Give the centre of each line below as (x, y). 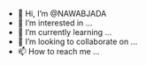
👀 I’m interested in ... (55, 23)
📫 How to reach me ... (58, 51)
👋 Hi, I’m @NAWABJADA (62, 14)
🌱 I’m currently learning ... (65, 32)
